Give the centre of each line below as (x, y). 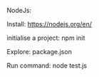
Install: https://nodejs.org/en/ (49, 24)
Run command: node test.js (47, 66)
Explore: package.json (39, 52)
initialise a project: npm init (46, 38)
